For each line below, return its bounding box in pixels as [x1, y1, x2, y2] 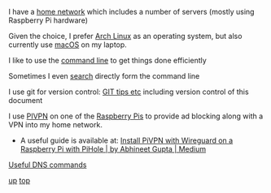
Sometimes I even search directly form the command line [8, 71, 200, 80]
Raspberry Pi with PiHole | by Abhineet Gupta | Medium [20, 144, 206, 153]
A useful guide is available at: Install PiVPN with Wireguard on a [20, 135, 234, 145]
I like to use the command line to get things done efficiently [8, 56, 208, 65]
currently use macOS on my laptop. [8, 40, 128, 49]
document [8, 96, 43, 105]
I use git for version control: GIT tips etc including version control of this [8, 87, 250, 96]
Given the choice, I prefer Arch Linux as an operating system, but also [8, 32, 243, 41]
